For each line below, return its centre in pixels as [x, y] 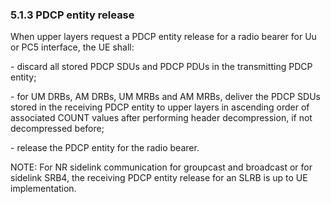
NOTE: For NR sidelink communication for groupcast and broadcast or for [161, 167]
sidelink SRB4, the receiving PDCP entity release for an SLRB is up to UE [159, 178]
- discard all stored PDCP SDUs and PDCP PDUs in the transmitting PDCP [161, 67]
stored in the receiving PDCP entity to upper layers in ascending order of [160, 107]
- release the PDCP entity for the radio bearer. [105, 148]
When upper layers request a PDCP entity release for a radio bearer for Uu [163, 37]
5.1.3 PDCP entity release [72, 15]
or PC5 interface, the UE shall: [72, 47]
